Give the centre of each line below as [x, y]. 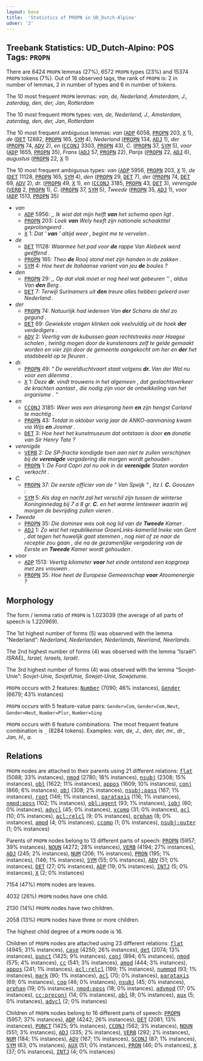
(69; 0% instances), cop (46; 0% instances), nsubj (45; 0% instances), [96, 982]
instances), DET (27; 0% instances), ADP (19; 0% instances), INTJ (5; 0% [97, 866]
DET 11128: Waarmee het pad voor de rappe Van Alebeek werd [102, 247]
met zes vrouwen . [47, 569]
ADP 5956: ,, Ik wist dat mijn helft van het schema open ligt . [99, 214]
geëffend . [37, 253]
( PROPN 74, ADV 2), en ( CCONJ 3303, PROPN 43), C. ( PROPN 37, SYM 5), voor [99, 146]
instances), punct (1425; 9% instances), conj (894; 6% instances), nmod [98, 956]
